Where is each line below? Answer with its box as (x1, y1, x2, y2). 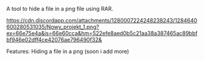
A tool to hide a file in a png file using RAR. (6, 5, 114, 12)
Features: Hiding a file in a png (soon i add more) (6, 48, 129, 55)
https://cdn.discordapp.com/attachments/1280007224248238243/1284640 (6, 17, 197, 24)
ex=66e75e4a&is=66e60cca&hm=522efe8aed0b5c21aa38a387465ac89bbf (6, 30, 198, 37)
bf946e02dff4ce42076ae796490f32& (6, 36, 103, 43)
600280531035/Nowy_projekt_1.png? (6, 24, 100, 30)
